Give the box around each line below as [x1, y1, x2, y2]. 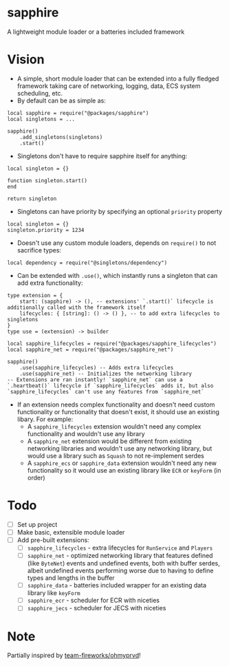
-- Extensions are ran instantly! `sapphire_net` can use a [7, 376, 184, 383]
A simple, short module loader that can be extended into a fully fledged [17, 74, 219, 83]
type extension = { [7, 292, 63, 299]
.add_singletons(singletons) [19, 133, 103, 140]
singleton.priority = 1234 [7, 226, 85, 233]
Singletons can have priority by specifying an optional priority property [17, 207, 222, 215]
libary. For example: [17, 415, 74, 423]
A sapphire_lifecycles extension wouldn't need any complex [27, 422, 201, 431]
